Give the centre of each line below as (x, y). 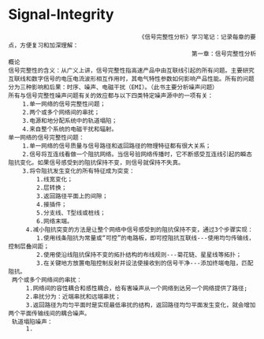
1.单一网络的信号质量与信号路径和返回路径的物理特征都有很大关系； (117, 146)
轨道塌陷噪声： (32, 322)
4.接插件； (52, 204)
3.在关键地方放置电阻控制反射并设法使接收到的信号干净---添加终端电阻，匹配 (145, 263)
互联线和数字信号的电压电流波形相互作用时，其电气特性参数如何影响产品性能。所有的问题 (131, 79)
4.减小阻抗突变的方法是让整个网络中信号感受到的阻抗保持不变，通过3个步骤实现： (139, 229)
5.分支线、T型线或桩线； (71, 213)
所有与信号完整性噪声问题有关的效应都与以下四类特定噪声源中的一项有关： (111, 95)
